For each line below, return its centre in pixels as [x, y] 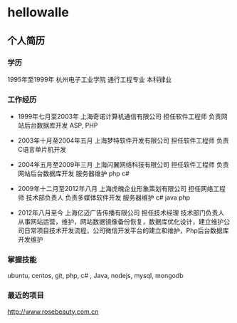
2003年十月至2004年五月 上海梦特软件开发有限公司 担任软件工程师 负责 [123, 140]
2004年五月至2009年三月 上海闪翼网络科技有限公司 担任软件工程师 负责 [123, 165]
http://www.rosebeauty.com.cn [53, 312]
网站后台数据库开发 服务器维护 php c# [73, 174]
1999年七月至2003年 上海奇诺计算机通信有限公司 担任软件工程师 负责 [120, 117]
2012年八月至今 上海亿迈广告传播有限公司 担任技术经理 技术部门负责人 [121, 213]
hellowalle [38, 12]
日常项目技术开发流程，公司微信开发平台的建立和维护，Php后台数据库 [126, 231]
